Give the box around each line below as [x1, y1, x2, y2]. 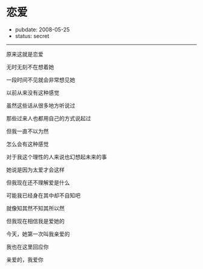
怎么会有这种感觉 [6, 140, 49, 147]
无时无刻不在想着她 [6, 63, 54, 70]
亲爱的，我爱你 [6, 256, 43, 263]
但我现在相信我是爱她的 [6, 217, 65, 224]
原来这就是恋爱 [6, 50, 43, 57]
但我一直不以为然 [6, 128, 49, 135]
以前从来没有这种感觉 [6, 89, 59, 96]
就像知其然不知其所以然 [6, 204, 65, 212]
